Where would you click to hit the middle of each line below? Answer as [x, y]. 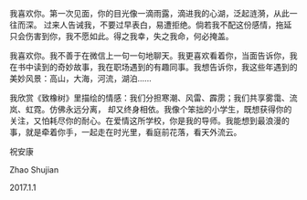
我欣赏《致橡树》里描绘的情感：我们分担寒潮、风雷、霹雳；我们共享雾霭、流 [153, 98]
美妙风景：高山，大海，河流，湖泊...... [81, 79]
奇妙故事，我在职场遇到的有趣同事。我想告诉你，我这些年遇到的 [177, 67]
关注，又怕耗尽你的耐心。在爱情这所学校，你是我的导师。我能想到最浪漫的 [149, 121]
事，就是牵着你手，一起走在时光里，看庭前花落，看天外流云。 [126, 132]
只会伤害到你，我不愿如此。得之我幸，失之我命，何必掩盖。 [122, 36]
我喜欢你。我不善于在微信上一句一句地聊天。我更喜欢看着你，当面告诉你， [149, 56]
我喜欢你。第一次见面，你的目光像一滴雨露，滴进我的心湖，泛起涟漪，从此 [149, 13]
